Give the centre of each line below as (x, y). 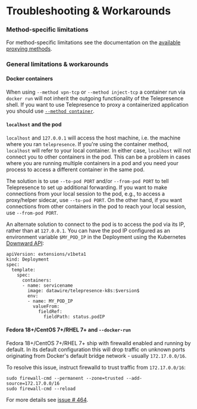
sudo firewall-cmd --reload (41, 389)
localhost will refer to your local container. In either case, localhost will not (99, 150)
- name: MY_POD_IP (50, 301)
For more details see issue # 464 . (47, 400)
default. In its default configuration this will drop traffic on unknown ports (96, 349)
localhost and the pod (34, 125)
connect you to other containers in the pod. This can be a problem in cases (98, 157)
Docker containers (30, 78)
